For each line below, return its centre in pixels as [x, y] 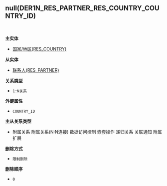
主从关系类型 [18, 121]
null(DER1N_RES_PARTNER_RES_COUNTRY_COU [82, 8]
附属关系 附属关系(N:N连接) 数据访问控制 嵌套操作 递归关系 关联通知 [82, 132]
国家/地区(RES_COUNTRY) [39, 49]
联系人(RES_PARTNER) [36, 70]
